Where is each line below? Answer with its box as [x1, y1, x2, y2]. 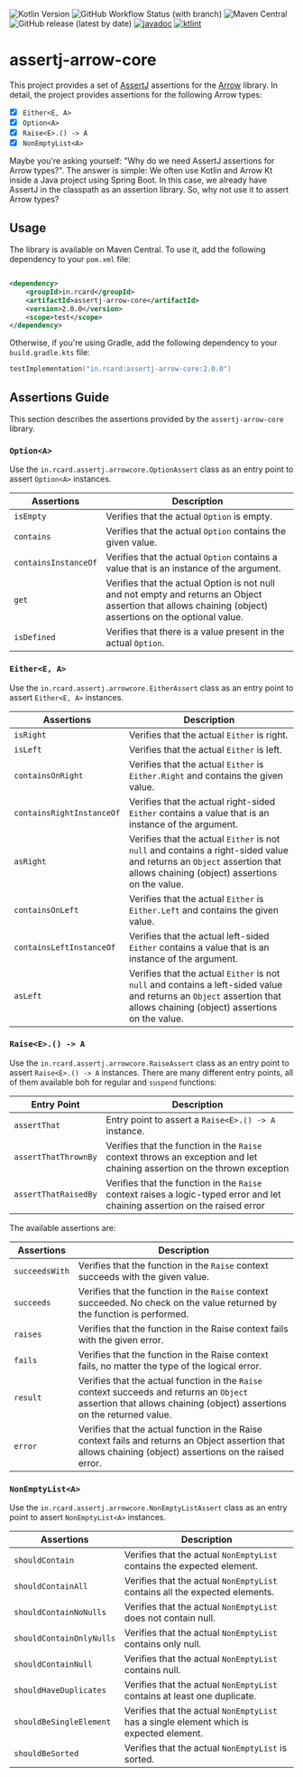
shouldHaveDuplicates [14, 1686, 106, 1696]
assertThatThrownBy [14, 1152, 97, 1161]
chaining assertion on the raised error [106, 1199, 265, 1211]
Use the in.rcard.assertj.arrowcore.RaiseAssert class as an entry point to [9, 1058, 290, 1068]
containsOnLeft [14, 905, 79, 915]
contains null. [124, 1664, 181, 1677]
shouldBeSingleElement [14, 1717, 111, 1727]
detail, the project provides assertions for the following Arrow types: [9, 89, 262, 99]
